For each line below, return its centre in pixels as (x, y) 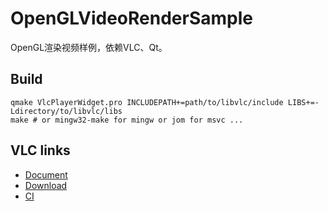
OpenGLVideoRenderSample (131, 18)
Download (46, 185)
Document (46, 174)
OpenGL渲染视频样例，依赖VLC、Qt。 (89, 47)
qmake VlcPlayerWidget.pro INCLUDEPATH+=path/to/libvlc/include (147, 102)
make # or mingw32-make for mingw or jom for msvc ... (127, 120)
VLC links (40, 150)
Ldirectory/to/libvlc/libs (66, 111)
